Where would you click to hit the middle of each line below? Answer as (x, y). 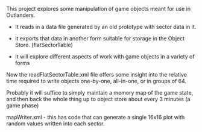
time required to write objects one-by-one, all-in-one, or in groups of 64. (96, 81)
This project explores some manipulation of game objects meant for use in (99, 9)
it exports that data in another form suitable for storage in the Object (100, 38)
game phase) (23, 105)
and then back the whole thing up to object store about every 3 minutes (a (98, 99)
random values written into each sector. (55, 124)
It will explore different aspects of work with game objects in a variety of (105, 56)
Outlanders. (21, 15)
